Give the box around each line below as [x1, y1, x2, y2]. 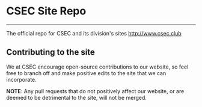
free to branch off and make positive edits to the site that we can [6, 69, 167, 76]
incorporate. [6, 76, 37, 83]
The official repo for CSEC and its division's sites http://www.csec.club [6, 29, 182, 37]
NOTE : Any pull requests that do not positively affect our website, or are [6, 87, 185, 94]
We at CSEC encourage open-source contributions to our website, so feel [6, 63, 189, 70]
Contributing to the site [6, 47, 95, 58]
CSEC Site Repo [6, 4, 87, 18]
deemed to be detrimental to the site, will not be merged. [6, 94, 147, 101]
